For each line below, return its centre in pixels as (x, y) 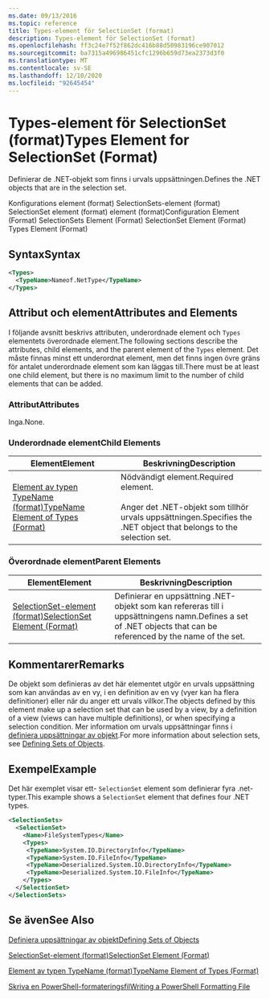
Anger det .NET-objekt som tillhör (184, 508)
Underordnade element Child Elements (84, 442)
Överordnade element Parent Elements (85, 561)
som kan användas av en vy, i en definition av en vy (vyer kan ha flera (124, 693)
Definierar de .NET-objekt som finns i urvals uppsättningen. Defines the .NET (135, 179)
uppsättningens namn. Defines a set (182, 616)
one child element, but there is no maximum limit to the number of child (126, 375)
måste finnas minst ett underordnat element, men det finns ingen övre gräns (134, 358)
